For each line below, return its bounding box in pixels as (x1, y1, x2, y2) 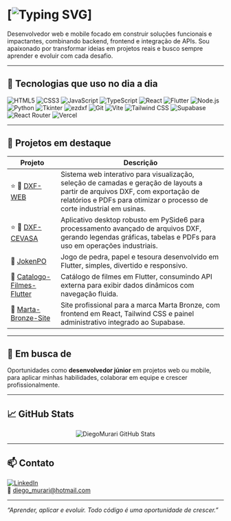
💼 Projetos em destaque (7, 138, 111, 149)
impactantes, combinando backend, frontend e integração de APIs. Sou (7, 36, 210, 45)
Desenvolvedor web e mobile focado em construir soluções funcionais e (7, 30, 212, 38)
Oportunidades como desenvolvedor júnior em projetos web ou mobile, (7, 366, 212, 374)
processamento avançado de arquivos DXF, (60, 224, 201, 233)
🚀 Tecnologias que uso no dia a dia (7, 78, 158, 89)
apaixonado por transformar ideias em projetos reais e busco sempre (7, 44, 203, 52)
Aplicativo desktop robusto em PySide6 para (60, 215, 205, 224)
